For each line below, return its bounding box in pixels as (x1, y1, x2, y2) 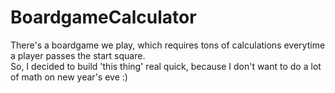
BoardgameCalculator (10, 6, 197, 29)
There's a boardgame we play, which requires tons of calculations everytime (10, 39, 326, 51)
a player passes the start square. (10, 49, 146, 61)
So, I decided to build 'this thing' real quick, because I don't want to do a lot (10, 60, 322, 72)
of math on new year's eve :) (10, 71, 128, 83)
